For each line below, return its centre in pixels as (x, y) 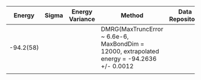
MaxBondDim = (123, 44)
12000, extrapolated (130, 51)
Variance (82, 19)
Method (132, 15)
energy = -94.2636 (129, 59)
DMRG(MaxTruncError (132, 29)
